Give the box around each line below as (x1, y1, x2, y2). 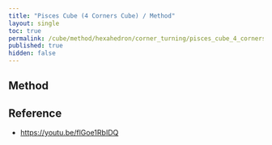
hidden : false (8, 49, 57, 57)
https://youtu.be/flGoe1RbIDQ (19, 128, 119, 138)
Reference (8, 106, 62, 120)
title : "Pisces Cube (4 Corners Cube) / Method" (8, 11, 176, 20)
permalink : (8, 34, 45, 43)
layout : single (8, 19, 60, 27)
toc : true (8, 27, 42, 35)
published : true (8, 42, 63, 50)
